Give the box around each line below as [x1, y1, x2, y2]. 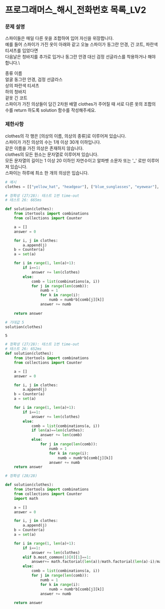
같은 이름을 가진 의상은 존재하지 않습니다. [5, 145, 84, 151]
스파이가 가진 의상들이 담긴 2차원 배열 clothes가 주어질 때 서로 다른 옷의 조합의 [5, 101, 156, 107]
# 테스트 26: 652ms [5, 346, 42, 352]
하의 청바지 [5, 89, 27, 95]
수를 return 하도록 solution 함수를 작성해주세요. [5, 107, 96, 113]
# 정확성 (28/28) [5, 473, 38, 479]
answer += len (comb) [40, 432, 82, 438]
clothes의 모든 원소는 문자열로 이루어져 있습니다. [5, 151, 99, 157]
